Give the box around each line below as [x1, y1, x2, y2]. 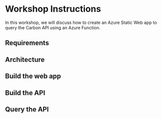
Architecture [5, 55, 45, 64]
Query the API [5, 105, 49, 113]
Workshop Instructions [5, 3, 102, 15]
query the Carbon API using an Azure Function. [5, 24, 101, 30]
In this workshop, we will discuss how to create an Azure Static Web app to [5, 20, 157, 25]
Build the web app [5, 72, 61, 80]
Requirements [5, 39, 49, 47]
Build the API [5, 89, 46, 97]
